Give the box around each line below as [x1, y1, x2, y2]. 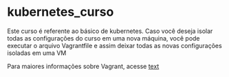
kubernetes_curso [7, 4, 114, 20]
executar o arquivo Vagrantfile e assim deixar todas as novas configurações [7, 41, 222, 49]
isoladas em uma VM [7, 49, 67, 57]
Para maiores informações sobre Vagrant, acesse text [7, 62, 160, 70]
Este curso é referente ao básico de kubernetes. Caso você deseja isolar [7, 27, 213, 35]
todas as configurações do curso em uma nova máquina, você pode [7, 34, 201, 42]
